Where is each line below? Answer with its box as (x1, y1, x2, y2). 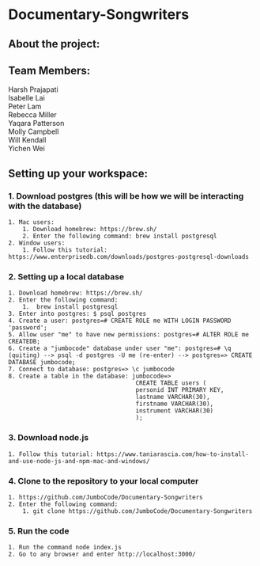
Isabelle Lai (8, 93, 45, 103)
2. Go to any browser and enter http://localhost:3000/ (8, 550, 196, 559)
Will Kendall (8, 135, 47, 145)
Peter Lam (8, 101, 42, 112)
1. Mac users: (8, 218, 55, 226)
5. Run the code (8, 525, 70, 536)
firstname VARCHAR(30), (135, 400, 214, 408)
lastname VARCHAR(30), (135, 393, 211, 401)
